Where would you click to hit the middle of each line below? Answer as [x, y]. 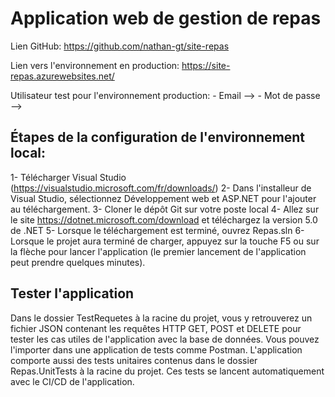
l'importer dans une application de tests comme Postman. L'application [156, 349]
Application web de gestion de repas [166, 18]
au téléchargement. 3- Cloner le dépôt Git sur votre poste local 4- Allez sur [165, 209]
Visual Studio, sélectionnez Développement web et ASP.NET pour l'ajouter [163, 198]
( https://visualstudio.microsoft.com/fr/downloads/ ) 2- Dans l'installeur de [161, 188]
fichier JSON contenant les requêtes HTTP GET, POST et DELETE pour [156, 328]
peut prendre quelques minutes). [78, 262]
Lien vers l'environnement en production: [95, 65]
